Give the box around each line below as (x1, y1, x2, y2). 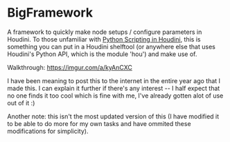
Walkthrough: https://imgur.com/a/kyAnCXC (7, 63, 133, 71)
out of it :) (7, 98, 35, 107)
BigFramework (7, 5, 94, 21)
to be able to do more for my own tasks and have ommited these (7, 119, 192, 127)
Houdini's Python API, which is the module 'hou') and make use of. (7, 50, 197, 58)
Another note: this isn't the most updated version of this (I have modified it (7, 112, 220, 121)
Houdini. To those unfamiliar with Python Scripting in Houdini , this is (7, 35, 201, 43)
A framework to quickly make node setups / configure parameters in (7, 28, 202, 36)
